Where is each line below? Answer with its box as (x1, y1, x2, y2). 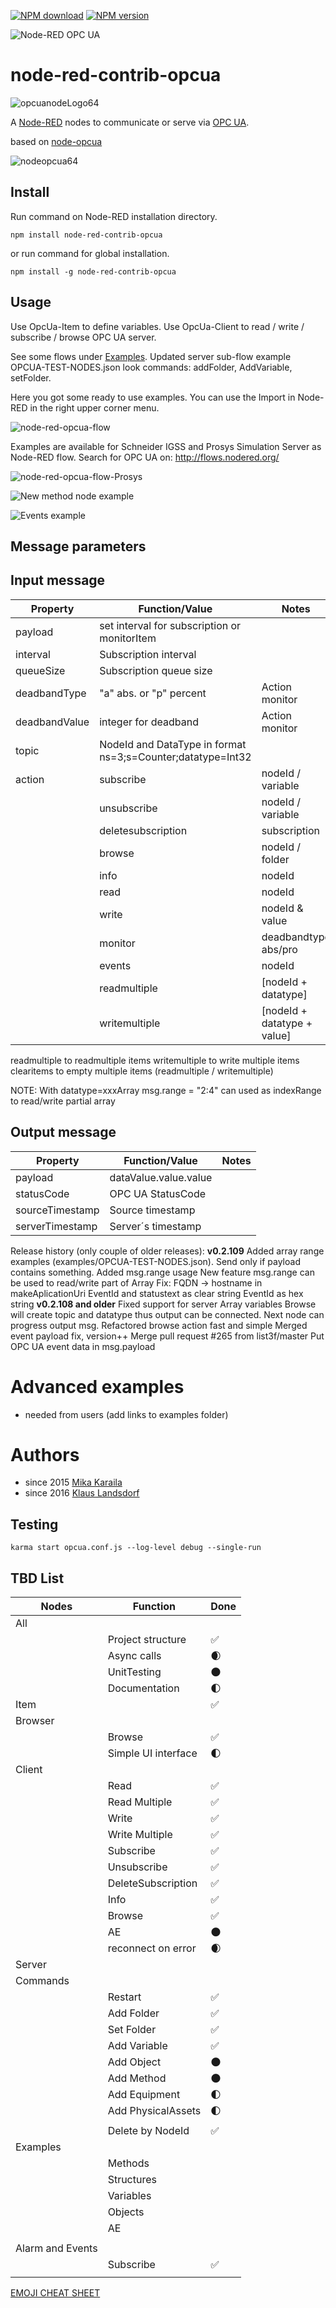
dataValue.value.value (109, 1170, 213, 1184)
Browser (15, 1714, 55, 1728)
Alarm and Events (15, 2241, 98, 2255)
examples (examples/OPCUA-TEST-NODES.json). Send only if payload (10, 1255, 301, 1267)
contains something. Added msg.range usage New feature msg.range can (10, 1266, 315, 1278)
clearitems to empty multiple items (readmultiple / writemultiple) (10, 1065, 274, 1077)
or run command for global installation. (10, 247, 170, 259)
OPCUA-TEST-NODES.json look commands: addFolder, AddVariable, (10, 361, 293, 373)
